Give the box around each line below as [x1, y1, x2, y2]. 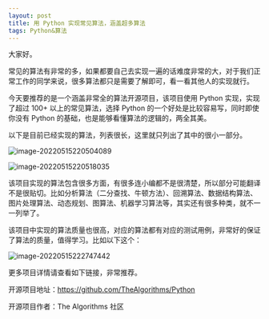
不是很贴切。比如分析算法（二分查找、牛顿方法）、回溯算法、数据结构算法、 [8, 189, 258, 198]
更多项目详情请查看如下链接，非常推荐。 [8, 268, 142, 277]
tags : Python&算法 [8, 26, 67, 34]
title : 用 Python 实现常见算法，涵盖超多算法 [8, 19, 146, 27]
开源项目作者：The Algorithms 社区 [8, 301, 124, 312]
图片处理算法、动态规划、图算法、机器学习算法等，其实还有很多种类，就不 [8, 198, 254, 208]
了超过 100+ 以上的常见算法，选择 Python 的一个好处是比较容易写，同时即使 [8, 103, 259, 113]
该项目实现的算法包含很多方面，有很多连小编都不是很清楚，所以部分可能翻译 [8, 178, 261, 188]
